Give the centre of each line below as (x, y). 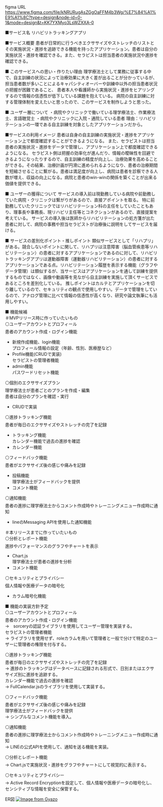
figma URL (16, 7)
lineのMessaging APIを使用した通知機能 (52, 522)
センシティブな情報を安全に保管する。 (43, 789)
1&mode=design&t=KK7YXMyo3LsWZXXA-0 (49, 22)
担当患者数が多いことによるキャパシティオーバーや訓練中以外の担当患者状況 (81, 84)
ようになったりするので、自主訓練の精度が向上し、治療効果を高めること (86, 159)
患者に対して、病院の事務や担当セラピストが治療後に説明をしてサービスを (79, 224)
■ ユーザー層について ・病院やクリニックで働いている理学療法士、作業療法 (80, 112)
